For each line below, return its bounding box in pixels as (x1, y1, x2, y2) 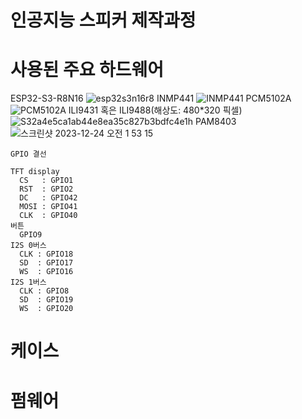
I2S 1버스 (10, 277, 47, 288)
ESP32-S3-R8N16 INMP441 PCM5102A (10, 92, 292, 105)
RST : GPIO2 (19, 184, 74, 195)
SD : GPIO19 (19, 295, 74, 305)
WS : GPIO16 (19, 267, 74, 277)
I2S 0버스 (10, 241, 47, 251)
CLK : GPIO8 (19, 286, 70, 296)
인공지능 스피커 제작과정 (10, 9, 197, 32)
